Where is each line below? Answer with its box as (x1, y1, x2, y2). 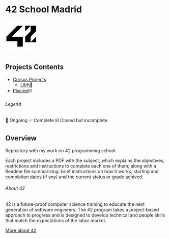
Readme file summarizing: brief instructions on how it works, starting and (5, 168, 159, 174)
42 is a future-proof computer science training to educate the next (5, 201, 145, 207)
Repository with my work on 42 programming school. (5, 147, 117, 154)
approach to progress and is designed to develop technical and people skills (5, 212, 165, 218)
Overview (5, 134, 37, 142)
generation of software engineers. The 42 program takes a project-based (5, 206, 159, 212)
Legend (5, 101, 21, 107)
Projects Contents (5, 63, 64, 72)
